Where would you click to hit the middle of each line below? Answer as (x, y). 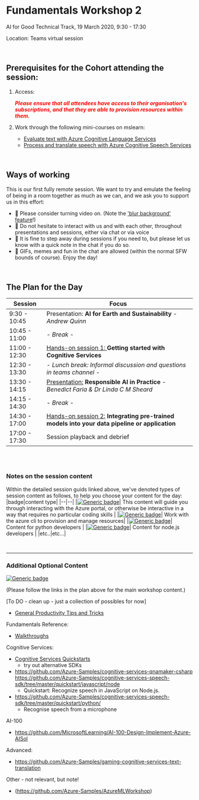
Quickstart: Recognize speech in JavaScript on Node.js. (92, 690)
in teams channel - (73, 373)
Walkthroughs (32, 636)
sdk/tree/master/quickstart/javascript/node (67, 684)
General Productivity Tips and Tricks (59, 612)
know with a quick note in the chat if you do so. (72, 245)
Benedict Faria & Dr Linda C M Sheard (99, 389)
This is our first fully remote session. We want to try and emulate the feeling (99, 189)
